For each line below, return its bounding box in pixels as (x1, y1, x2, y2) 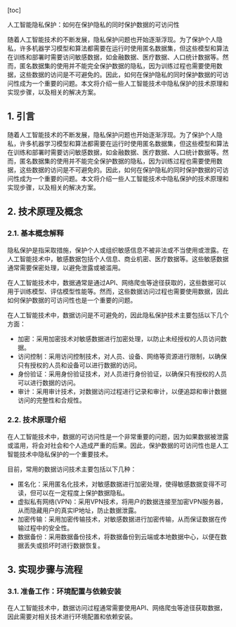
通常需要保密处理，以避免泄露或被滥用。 (7, 263, 124, 272)
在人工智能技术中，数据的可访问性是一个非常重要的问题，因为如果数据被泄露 (7, 432, 229, 441)
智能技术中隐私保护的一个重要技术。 (7, 449, 112, 458)
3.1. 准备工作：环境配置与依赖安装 (7, 586, 122, 596)
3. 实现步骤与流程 (7, 564, 83, 576)
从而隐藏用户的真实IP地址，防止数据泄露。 (17, 506, 140, 515)
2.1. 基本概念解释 (7, 228, 65, 238)
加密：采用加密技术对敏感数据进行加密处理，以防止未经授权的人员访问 (17, 334, 221, 343)
